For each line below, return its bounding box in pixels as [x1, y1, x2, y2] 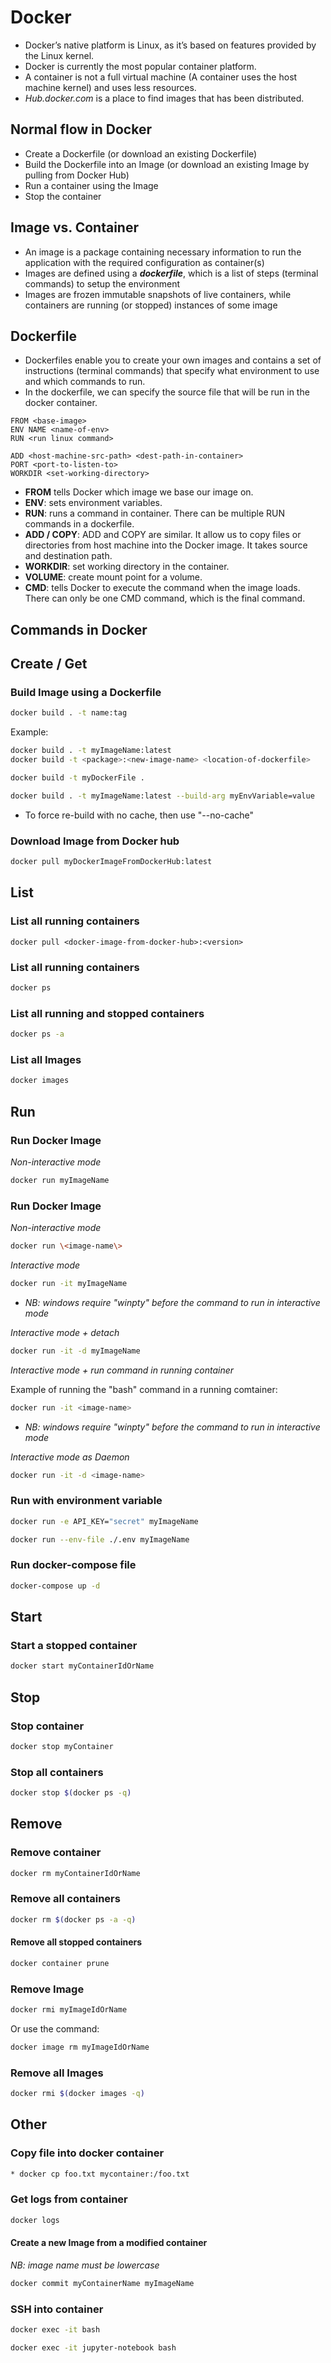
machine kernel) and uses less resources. [24, 81, 197, 93]
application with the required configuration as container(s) [24, 256, 265, 268]
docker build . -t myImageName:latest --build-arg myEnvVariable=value [10, 791, 315, 801]
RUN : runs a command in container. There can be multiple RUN [24, 507, 286, 520]
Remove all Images [10, 2066, 104, 2080]
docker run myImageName [10, 1175, 110, 1185]
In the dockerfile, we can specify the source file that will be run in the [24, 386, 310, 398]
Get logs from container [10, 2192, 128, 2206]
